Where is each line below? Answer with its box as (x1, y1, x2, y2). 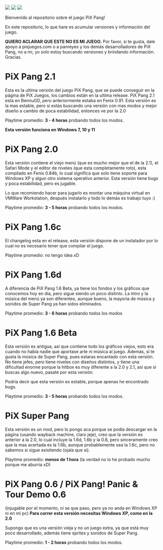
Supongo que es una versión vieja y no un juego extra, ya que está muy (5, 525, 149, 531)
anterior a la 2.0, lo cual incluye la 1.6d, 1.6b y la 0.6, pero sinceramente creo (5, 437, 158, 443)
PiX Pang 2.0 (5, 144, 58, 155)
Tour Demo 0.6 (5, 489, 67, 500)
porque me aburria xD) (5, 461, 51, 467)
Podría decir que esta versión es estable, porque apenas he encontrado (5, 378, 149, 384)
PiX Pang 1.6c (5, 222, 62, 233)
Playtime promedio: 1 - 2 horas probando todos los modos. (5, 539, 123, 545)
